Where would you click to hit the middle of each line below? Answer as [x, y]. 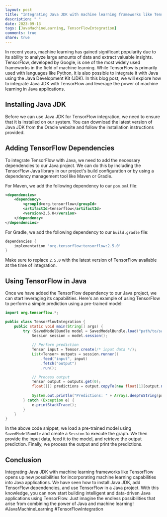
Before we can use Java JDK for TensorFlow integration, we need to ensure [83, 116]
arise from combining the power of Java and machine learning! [70, 504]
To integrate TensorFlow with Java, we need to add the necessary [73, 160]
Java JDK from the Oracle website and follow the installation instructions [80, 127]
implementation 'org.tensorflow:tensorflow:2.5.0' [68, 246]
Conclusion [23, 460]
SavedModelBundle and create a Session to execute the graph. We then [76, 434]
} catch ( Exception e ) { [49, 400]
